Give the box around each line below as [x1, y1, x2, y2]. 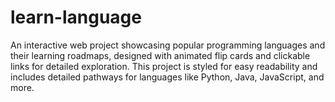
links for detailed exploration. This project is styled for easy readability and [10, 60, 318, 72]
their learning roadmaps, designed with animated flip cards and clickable [10, 49, 311, 61]
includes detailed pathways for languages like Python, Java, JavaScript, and [10, 71, 325, 83]
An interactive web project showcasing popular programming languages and [10, 39, 326, 51]
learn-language [10, 6, 142, 29]
